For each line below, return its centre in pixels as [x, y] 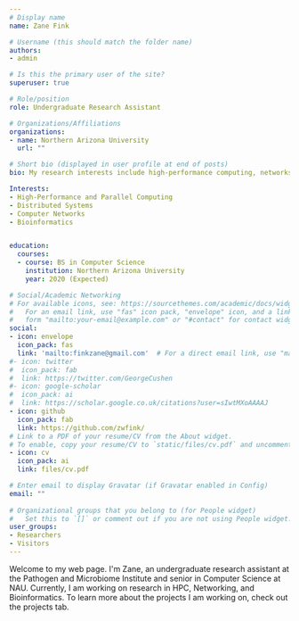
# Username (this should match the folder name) [101, 42]
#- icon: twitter [41, 361]
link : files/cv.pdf [53, 469]
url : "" [32, 148]
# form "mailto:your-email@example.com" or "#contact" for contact [141, 320]
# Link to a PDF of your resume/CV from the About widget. [121, 436]
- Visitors [29, 544]
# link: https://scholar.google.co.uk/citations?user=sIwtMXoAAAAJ [139, 403]
